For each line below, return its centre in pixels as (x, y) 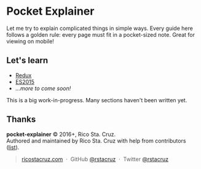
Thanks (21, 120)
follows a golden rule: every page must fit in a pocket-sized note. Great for (101, 34)
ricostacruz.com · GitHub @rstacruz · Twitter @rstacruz (95, 159)
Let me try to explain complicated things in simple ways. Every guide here (100, 28)
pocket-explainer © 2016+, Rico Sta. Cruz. (61, 134)
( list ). (13, 147)
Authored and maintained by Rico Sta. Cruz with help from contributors (96, 141)
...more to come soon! (43, 88)
